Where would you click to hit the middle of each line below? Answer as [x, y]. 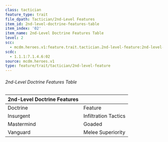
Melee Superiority [104, 132]
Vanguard [19, 132]
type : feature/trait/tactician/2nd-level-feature [58, 66]
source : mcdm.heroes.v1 [30, 61]
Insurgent [19, 116]
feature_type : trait [27, 15]
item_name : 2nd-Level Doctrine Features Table [54, 33]
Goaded [93, 124]
